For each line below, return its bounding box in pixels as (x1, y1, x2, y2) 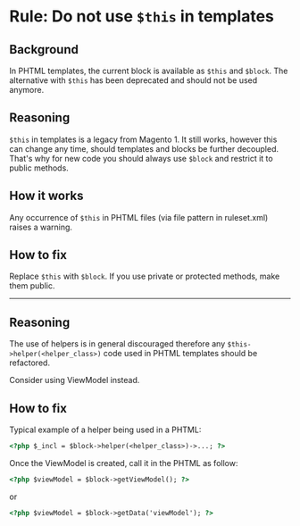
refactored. (9, 357, 51, 368)
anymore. (9, 85, 45, 95)
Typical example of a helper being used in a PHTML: (9, 424, 202, 435)
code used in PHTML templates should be (103, 348, 258, 359)
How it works (9, 188, 84, 204)
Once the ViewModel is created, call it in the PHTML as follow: (9, 457, 238, 468)
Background (9, 42, 79, 57)
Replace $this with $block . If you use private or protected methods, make (9, 271, 280, 282)
